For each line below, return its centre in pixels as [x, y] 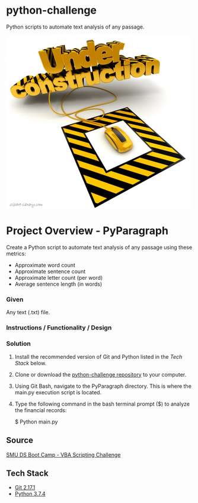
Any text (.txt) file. [28, 312]
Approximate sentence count [50, 271]
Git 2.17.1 [25, 488]
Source [20, 440]
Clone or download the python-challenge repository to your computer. [100, 374]
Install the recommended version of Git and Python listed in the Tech [98, 356]
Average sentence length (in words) [58, 284]
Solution [19, 344]
